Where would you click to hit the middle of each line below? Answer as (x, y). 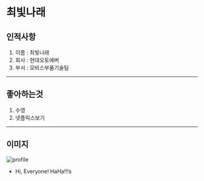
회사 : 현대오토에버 (37, 60)
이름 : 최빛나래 (32, 53)
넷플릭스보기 (30, 118)
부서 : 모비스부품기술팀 (42, 68)
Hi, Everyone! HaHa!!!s (43, 171)
